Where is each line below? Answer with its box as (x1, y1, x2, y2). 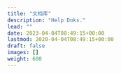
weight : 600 (7, 56, 42, 63)
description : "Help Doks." (7, 17, 86, 24)
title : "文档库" (7, 10, 52, 17)
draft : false (7, 42, 45, 49)
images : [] (7, 49, 39, 56)
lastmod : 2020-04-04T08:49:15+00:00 (7, 36, 114, 43)
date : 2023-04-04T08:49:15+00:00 (7, 29, 105, 37)
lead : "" (7, 23, 33, 30)
